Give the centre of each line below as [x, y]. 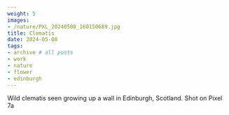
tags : [15, 46]
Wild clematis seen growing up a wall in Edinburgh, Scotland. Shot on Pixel [115, 98]
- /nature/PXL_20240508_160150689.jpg [64, 26]
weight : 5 [22, 14]
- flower [20, 72]
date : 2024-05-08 [33, 40]
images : [19, 20]
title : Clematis [31, 33]
